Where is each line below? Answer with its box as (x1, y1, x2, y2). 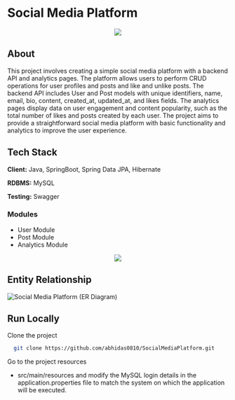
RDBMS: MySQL (7, 179, 55, 187)
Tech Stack (7, 146, 58, 158)
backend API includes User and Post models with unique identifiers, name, (7, 89, 223, 97)
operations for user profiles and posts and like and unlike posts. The (7, 81, 204, 90)
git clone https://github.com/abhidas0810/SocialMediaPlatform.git (13, 345, 215, 352)
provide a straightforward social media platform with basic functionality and (7, 118, 226, 127)
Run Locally (7, 313, 60, 325)
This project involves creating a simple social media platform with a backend (7, 67, 228, 75)
